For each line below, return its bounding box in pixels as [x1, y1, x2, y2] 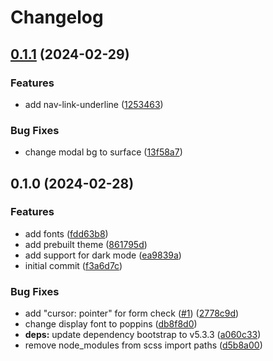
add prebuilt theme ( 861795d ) [24, 238, 148, 250]
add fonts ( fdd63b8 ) [24, 227, 109, 240]
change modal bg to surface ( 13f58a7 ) [24, 146, 183, 158]
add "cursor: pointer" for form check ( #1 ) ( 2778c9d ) [24, 307, 240, 320]
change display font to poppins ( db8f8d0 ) [24, 318, 198, 330]
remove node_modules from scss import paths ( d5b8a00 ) [24, 339, 263, 351]
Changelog [10, 6, 104, 29]
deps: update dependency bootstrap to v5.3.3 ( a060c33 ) [24, 329, 262, 341]
